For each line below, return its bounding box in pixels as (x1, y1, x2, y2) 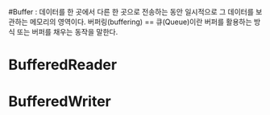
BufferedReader (8, 55, 118, 74)
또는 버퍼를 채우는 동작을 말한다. (16, 27, 118, 36)
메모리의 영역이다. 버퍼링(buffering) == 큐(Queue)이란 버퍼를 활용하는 (29, 17, 252, 27)
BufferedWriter (8, 92, 111, 111)
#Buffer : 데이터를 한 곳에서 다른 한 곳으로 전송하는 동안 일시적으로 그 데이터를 (8, 7, 254, 16)
